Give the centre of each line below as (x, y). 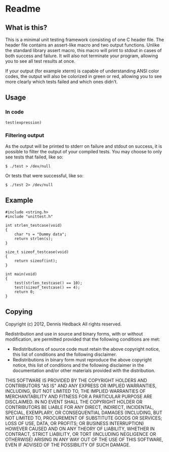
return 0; (25, 292)
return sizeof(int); (36, 261)
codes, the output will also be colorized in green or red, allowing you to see (83, 76)
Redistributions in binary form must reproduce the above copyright (82, 359)
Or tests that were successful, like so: (44, 176)
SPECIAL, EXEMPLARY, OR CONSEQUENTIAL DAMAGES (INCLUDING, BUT (84, 413)
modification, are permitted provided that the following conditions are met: (83, 339)
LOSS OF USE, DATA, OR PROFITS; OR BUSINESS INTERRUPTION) (75, 423)
